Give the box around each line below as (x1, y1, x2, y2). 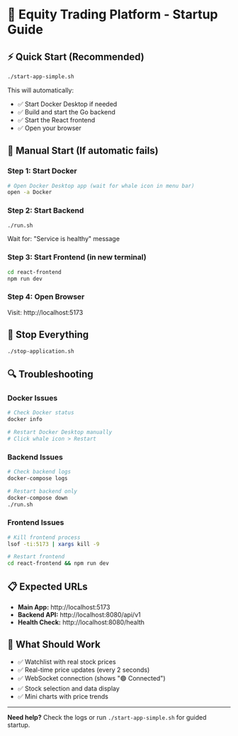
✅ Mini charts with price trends (17, 692, 108, 700)
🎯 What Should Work (7, 639, 101, 651)
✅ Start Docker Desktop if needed (17, 100, 118, 108)
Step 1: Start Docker (7, 166, 77, 176)
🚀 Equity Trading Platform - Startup (7, 6, 218, 23)
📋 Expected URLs (7, 580, 89, 592)
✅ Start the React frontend (17, 115, 96, 124)
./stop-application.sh (7, 348, 74, 355)
